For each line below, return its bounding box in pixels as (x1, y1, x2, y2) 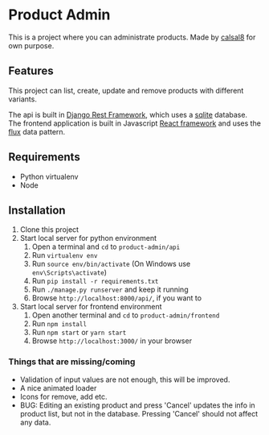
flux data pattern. (8, 126, 66, 136)
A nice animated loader (19, 383, 97, 392)
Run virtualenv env (31, 251, 98, 260)
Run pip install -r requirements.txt (31, 276, 159, 286)
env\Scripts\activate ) (31, 267, 107, 277)
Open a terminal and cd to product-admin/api (31, 242, 181, 251)
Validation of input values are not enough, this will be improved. (19, 375, 230, 384)
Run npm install (31, 319, 87, 329)
